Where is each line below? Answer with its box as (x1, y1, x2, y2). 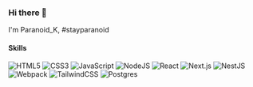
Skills (8, 43, 27, 52)
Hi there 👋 (8, 7, 48, 18)
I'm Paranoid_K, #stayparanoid (8, 25, 109, 35)
